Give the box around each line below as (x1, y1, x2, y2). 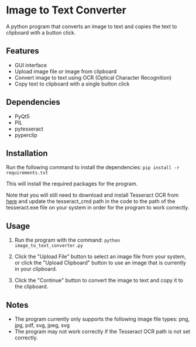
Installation (6, 148, 48, 158)
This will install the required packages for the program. (6, 180, 138, 187)
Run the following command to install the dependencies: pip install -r (6, 164, 180, 171)
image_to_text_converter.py (14, 243, 83, 249)
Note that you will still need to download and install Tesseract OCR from (6, 191, 179, 199)
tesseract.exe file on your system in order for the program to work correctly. (6, 204, 190, 211)
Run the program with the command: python (14, 236, 121, 243)
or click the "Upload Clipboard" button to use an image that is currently (14, 259, 186, 266)
